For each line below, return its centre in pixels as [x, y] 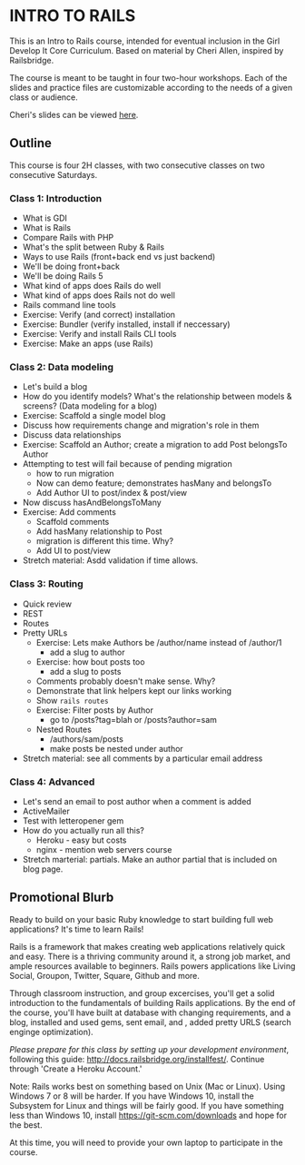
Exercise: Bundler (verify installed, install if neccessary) [126, 324]
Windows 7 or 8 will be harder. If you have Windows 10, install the [132, 1096]
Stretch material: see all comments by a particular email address [143, 758]
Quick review [47, 604]
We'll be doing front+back [71, 267]
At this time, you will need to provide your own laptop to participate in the [146, 1142]
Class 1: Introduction [56, 198]
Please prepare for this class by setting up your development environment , [149, 1049]
